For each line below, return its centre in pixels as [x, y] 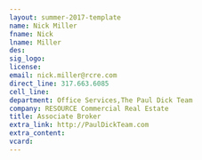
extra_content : [37, 133]
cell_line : [29, 92]
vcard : [21, 141]
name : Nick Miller [43, 26]
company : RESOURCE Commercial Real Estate [89, 108]
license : [25, 68]
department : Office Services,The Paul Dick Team [101, 100]
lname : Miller [36, 42]
